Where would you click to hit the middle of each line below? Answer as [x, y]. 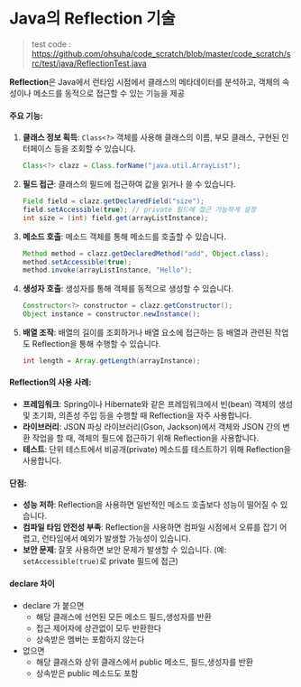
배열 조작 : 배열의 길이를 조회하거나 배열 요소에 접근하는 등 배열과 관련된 [147, 333]
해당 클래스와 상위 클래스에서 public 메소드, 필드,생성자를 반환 [145, 662]
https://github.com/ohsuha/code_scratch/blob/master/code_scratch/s [161, 53]
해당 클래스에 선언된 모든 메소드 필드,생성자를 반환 [123, 617]
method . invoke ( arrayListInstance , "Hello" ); [107, 270]
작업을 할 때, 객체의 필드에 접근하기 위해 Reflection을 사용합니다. [146, 438]
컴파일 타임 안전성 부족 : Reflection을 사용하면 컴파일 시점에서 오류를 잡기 [150, 527]
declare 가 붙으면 [53, 605]
